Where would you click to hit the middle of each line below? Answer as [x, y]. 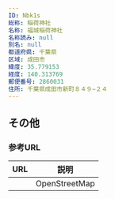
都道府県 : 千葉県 [33, 52]
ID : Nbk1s [25, 15]
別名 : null [25, 45]
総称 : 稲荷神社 [30, 23]
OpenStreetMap [65, 184]
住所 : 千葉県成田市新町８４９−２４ [58, 89]
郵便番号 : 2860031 [36, 81]
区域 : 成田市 [27, 60]
